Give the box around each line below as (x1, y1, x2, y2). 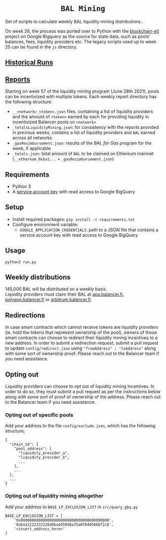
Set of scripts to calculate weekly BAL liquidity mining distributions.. (5, 18, 143, 24)
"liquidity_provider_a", (18, 451, 70, 456)
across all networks (12, 135, 52, 141)
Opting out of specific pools (5, 411, 74, 418)
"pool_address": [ (14, 446, 52, 451)
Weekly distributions (5, 273, 71, 281)
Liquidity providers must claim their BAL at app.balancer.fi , (5, 292, 124, 298)
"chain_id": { (9, 442, 39, 447)
